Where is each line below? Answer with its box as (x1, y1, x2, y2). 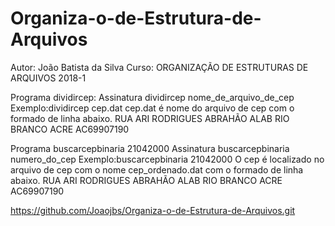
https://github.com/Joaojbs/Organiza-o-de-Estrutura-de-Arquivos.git (10, 204, 296, 216)
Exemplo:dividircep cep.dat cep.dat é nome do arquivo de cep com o (10, 102, 295, 114)
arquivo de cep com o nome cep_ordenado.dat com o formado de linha (10, 163, 304, 176)
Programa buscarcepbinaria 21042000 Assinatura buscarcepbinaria (10, 142, 290, 154)
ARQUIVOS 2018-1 (10, 72, 87, 84)
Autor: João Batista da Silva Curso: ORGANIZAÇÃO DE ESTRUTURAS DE (10, 61, 309, 73)
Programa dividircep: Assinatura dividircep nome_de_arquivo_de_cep (10, 91, 295, 103)
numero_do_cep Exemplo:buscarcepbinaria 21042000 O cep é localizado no (10, 153, 325, 165)
